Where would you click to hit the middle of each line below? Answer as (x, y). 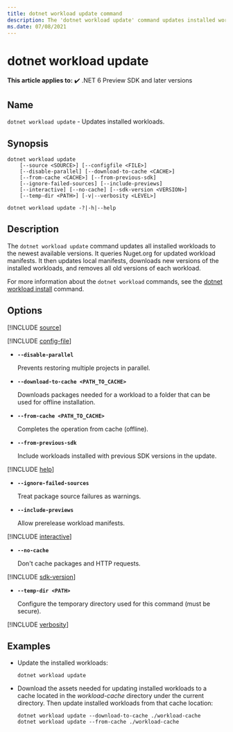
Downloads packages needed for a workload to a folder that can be (113, 394)
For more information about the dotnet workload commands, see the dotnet (115, 281)
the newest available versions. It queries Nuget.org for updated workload (112, 253)
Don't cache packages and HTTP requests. (79, 563)
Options (25, 310)
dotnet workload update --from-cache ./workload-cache (98, 722)
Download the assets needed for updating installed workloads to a (112, 688)
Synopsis (28, 143)
